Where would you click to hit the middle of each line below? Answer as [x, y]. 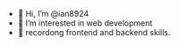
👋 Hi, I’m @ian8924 [53, 14]
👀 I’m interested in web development [85, 23]
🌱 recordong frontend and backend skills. [94, 32]
